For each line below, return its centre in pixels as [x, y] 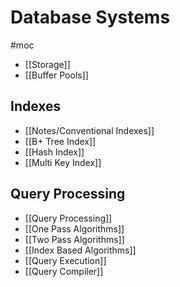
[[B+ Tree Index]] [60, 141]
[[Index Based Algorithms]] [80, 250]
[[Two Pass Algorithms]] [74, 239]
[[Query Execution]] [65, 260]
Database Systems [90, 17]
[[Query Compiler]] [64, 271]
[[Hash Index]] [54, 152]
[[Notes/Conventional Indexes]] [89, 130]
